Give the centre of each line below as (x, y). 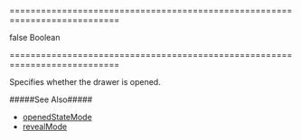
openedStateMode (57, 117)
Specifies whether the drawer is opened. (85, 82)
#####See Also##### (51, 99)
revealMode (45, 126)
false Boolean (35, 37)
